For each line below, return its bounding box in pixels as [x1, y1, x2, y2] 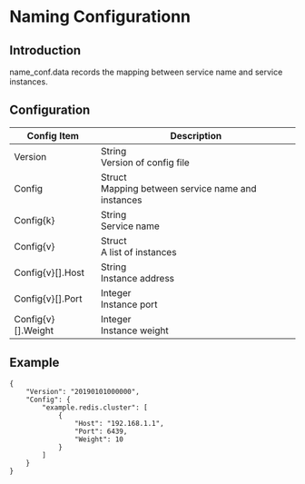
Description [170, 129, 222, 142]
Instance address [101, 272, 175, 284]
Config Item [26, 129, 80, 142]
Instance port [101, 298, 158, 311]
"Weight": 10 [74, 434, 124, 444]
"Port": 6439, [74, 427, 128, 436]
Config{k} [14, 213, 55, 226]
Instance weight [101, 324, 170, 337]
